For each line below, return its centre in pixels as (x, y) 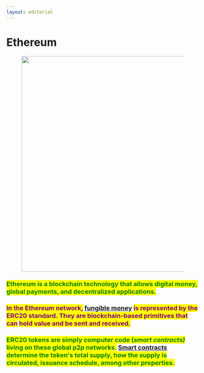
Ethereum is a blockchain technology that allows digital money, (102, 284)
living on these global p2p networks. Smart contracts (87, 348)
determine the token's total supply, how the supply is (87, 355)
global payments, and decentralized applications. (82, 292)
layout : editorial (30, 12)
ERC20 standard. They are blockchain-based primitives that (97, 316)
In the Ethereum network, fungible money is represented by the (102, 308)
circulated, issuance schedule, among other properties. (91, 363)
